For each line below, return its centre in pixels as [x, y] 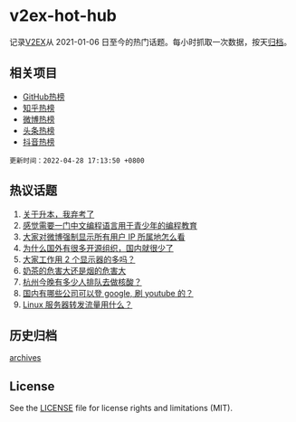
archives [25, 358]
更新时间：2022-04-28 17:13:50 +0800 [77, 160]
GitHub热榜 [43, 97]
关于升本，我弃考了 [58, 214]
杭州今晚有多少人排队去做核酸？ [82, 282]
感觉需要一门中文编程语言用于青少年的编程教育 [110, 225]
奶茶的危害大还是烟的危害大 [74, 270]
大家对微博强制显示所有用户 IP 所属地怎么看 [104, 237]
